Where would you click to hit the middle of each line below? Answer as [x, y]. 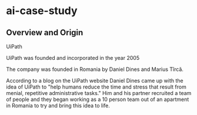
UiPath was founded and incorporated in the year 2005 [73, 58]
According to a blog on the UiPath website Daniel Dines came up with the [95, 81]
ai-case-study [42, 11]
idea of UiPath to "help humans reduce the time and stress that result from [96, 87]
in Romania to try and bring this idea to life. [58, 106]
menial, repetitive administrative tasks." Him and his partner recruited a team [99, 93]
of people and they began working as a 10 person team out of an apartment [98, 99]
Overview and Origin [45, 33]
